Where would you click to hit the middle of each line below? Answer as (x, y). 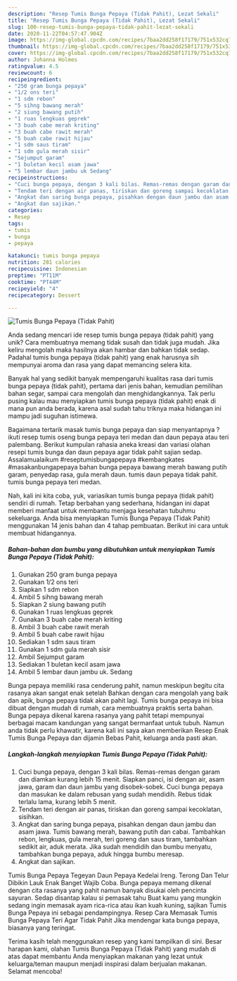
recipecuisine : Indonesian (47, 269)
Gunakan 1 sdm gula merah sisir (64, 650)
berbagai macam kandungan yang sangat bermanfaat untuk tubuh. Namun (116, 723)
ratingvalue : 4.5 (33, 66)
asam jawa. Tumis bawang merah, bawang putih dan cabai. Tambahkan (122, 832)
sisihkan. (31, 817)
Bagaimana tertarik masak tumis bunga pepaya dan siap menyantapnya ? (114, 430)
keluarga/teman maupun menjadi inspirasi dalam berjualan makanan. (107, 964)
